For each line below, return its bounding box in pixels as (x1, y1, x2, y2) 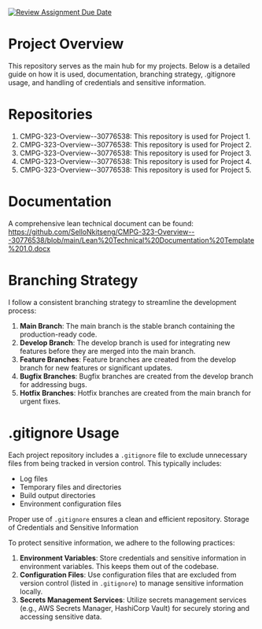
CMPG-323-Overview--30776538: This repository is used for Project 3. (19, 148, 252, 158)
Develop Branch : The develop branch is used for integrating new (19, 337, 231, 347)
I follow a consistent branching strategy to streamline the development (8, 297, 237, 307)
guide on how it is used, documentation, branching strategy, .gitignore (8, 69, 236, 79)
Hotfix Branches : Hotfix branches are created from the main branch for (19, 388, 252, 397)
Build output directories (19, 490, 96, 500)
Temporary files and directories (19, 482, 122, 492)
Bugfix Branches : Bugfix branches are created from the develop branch (19, 371, 254, 381)
